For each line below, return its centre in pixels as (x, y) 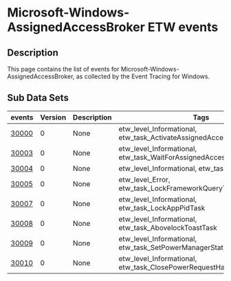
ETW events (183, 27)
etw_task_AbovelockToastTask (168, 227)
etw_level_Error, (144, 179)
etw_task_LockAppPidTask (162, 207)
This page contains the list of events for (63, 69)
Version (53, 117)
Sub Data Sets (38, 98)
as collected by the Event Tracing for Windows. (143, 76)
